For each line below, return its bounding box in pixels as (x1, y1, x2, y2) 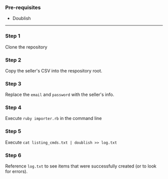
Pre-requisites (5, 4, 41, 11)
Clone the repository (5, 44, 47, 50)
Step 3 (5, 80, 21, 87)
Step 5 (5, 128, 21, 135)
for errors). (5, 168, 28, 174)
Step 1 (5, 32, 20, 39)
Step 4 (5, 104, 21, 111)
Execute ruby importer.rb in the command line (5, 115, 102, 121)
